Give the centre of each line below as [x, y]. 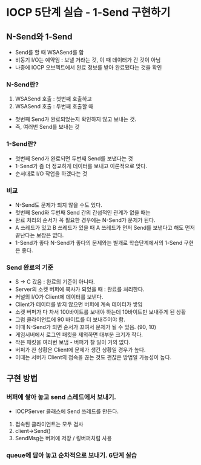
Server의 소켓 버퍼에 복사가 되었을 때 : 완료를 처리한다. [80, 289]
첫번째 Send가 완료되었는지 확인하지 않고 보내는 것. [76, 119]
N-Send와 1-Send [39, 37]
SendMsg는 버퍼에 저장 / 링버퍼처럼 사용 [63, 438]
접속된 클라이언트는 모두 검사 [49, 424]
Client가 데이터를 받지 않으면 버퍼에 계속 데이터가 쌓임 [79, 304]
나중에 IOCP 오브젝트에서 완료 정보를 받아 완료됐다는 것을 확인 [88, 67]
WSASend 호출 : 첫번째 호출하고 [53, 99]
